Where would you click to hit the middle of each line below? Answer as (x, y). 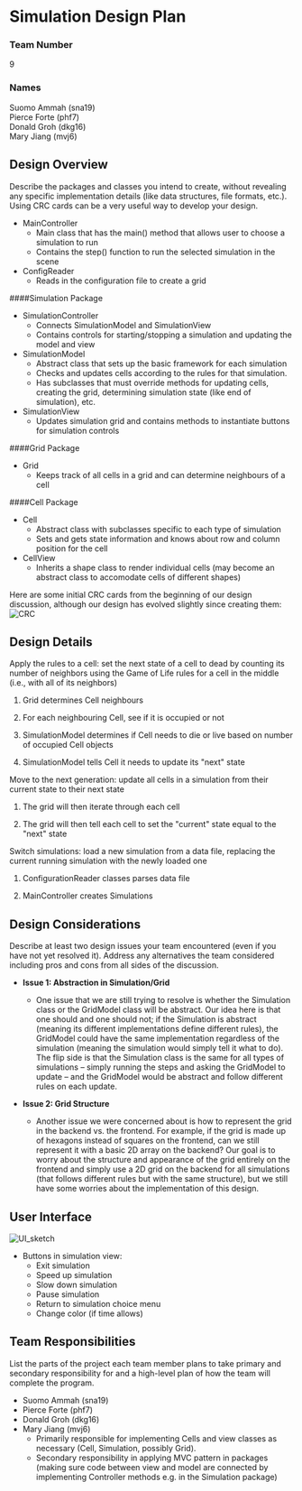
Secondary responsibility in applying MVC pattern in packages (152, 1458)
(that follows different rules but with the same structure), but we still (162, 1179)
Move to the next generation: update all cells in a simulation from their (139, 780)
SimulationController (60, 315)
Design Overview (59, 165)
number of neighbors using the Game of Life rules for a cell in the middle (144, 673)
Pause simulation (68, 1294)
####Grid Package (45, 447)
